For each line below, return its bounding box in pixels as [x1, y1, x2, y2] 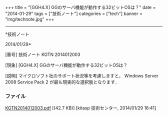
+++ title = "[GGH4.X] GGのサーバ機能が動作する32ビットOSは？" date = [5, 4, 156, 10]
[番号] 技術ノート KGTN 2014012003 [5, 51, 81, 57]
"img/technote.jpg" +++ [5, 16, 54, 22]
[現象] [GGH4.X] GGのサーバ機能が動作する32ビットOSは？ [5, 62, 128, 68]
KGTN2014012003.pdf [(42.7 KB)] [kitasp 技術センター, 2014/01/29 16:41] [5, 105, 156, 111]
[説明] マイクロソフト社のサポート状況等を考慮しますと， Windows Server [5, 73, 158, 78]
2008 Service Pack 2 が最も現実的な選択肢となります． [5, 79, 119, 85]
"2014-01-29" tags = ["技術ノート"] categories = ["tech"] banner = [5, 10, 142, 16]
